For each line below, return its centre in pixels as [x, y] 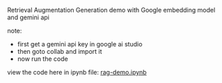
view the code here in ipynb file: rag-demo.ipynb [77, 72]
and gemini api [29, 17]
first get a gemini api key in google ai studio [80, 44]
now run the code [42, 59]
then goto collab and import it [60, 52]
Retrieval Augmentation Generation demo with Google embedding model [111, 10]
